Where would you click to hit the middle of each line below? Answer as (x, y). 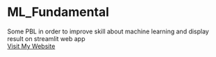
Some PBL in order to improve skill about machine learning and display (108, 31)
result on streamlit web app (46, 38)
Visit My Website (31, 46)
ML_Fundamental (58, 12)
